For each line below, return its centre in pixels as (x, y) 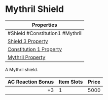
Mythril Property (27, 57)
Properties (45, 25)
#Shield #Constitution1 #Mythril (45, 33)
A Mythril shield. (22, 69)
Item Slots (71, 82)
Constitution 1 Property (35, 49)
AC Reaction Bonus (31, 82)
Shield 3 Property (28, 41)
